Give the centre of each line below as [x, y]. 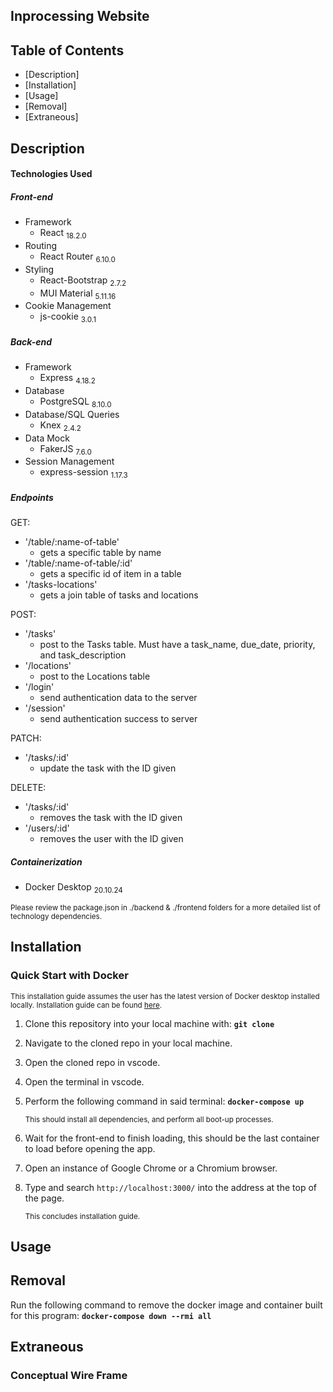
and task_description [83, 655]
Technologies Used [51, 174]
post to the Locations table [95, 676]
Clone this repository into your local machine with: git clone [149, 1023]
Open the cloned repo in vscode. [92, 1062]
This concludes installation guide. [82, 1216]
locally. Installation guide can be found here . [86, 1005]
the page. [44, 1198]
